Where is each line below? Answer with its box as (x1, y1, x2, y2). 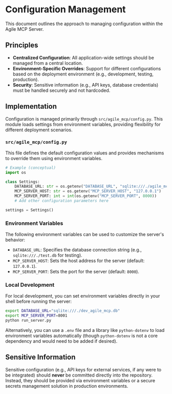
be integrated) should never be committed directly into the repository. (5, 372, 153, 378)
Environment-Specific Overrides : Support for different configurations (12, 65, 161, 71)
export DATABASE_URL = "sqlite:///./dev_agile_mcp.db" (5, 308, 120, 313)
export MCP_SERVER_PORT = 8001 (5, 313, 68, 319)
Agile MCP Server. (5, 26, 44, 32)
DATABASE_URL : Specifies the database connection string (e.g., (12, 247, 142, 253)
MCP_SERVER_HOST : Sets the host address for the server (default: (12, 258, 145, 264)
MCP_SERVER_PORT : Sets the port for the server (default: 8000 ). (12, 268, 140, 275)
